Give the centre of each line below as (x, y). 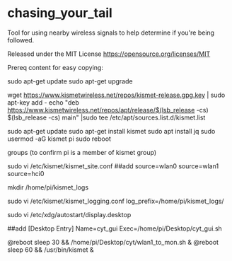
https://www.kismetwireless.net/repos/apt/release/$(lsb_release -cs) (108, 110)
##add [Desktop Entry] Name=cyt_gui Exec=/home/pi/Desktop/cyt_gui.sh (115, 228)
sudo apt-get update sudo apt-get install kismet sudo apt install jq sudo (111, 131)
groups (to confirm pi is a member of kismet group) (82, 152)
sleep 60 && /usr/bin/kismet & (51, 250)
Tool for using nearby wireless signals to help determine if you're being (111, 33)
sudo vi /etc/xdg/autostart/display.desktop (69, 214)
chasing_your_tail (60, 13)
